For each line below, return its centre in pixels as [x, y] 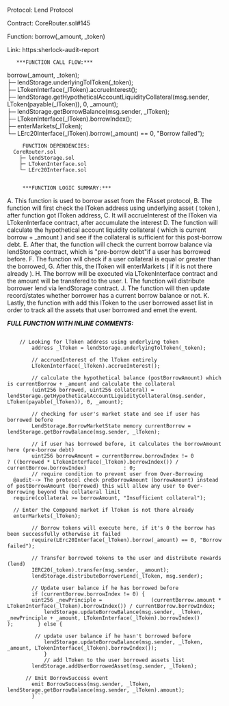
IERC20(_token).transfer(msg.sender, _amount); [100, 570]
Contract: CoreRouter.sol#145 [49, 23]
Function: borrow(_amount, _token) [56, 36]
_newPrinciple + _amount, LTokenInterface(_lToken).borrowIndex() [104, 618]
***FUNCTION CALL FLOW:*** [55, 62]
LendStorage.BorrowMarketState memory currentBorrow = [111, 426]
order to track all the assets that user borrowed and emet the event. [102, 310]
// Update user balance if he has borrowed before [105, 588]
